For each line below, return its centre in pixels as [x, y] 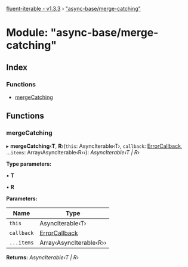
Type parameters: [29, 164]
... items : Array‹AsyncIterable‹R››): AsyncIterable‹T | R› [73, 152]
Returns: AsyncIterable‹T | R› [43, 257]
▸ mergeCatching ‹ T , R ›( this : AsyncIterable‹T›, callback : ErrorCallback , [94, 146]
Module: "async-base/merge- [82, 33]
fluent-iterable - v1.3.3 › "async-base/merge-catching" [74, 9]
